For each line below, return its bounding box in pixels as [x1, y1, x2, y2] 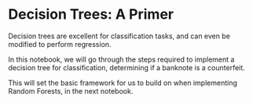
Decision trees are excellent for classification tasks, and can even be [8, 31, 230, 41]
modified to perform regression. [8, 39, 112, 48]
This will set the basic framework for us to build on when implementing [8, 78, 238, 87]
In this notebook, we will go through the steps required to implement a [8, 55, 235, 64]
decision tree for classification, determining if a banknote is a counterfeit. [8, 62, 245, 72]
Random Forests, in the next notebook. [8, 86, 134, 95]
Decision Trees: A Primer [8, 5, 174, 23]
